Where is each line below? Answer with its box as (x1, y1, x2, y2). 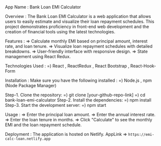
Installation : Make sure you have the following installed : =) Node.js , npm (5, 77, 152, 83)
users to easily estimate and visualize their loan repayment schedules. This (5, 19, 155, 24)
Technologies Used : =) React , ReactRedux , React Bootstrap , (5, 63, 130, 69)
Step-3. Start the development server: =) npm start (5, 102, 106, 108)
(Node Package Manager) (5, 83, 57, 88)
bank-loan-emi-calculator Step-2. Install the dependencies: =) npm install (5, 97, 151, 103)
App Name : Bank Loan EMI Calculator (5, 4, 81, 10)
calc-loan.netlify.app (5, 136, 51, 141)
